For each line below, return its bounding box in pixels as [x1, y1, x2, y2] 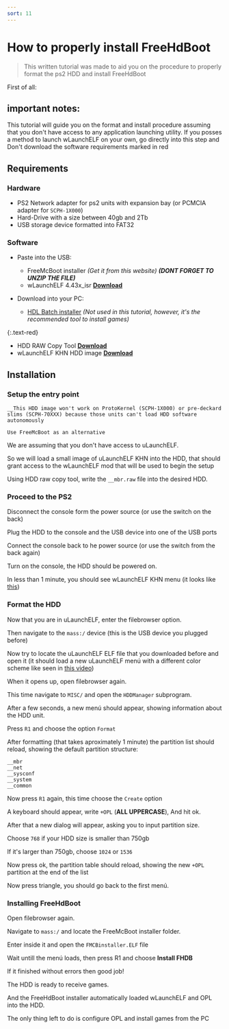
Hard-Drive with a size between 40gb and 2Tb [16, 213, 148, 222]
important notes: [7, 102, 81, 114]
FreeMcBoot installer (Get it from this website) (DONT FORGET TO [27, 267, 214, 275]
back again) [7, 549, 41, 557]
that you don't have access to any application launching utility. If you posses [7, 128, 222, 137]
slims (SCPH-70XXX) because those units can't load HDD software [7, 411, 197, 418]
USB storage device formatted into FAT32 [16, 221, 135, 229]
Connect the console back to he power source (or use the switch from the [7, 541, 215, 549]
